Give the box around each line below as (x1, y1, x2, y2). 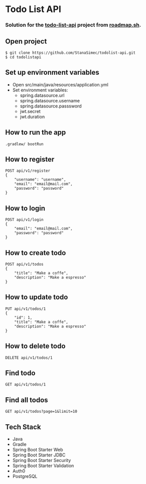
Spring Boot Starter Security (12, 457, 71, 463)
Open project (5, 37, 47, 46)
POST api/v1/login (5, 217, 44, 222)
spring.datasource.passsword (20, 103, 82, 109)
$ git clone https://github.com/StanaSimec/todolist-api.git (5, 50, 136, 55)
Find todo (5, 369, 36, 377)
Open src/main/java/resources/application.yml (12, 81, 109, 87)
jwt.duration (20, 113, 45, 119)
